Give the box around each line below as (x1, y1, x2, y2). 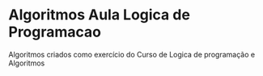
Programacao (8, 23, 101, 41)
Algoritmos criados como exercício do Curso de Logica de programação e (8, 49, 256, 59)
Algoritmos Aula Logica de (8, 6, 190, 24)
